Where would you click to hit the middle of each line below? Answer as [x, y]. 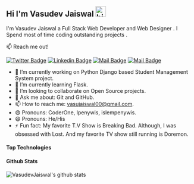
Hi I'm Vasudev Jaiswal [50, 14]
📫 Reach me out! [27, 46]
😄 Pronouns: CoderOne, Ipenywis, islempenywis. [76, 112]
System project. [34, 78]
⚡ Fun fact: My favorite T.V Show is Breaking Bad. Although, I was [96, 125]
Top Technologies [29, 148]
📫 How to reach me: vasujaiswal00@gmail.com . [74, 104]
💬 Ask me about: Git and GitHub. [54, 97]
